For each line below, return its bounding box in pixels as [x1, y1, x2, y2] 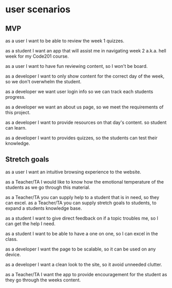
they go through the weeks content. [5, 277, 81, 283]
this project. [5, 110, 31, 115]
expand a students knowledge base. [5, 205, 82, 211]
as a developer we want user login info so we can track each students [5, 88, 154, 95]
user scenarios [5, 4, 71, 15]
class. [5, 236, 18, 242]
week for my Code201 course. [5, 53, 69, 59]
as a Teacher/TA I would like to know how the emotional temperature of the [5, 178, 164, 185]
